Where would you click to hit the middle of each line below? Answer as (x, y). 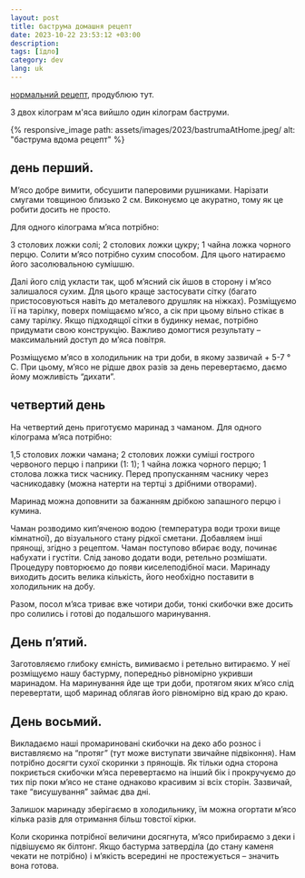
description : (35, 43)
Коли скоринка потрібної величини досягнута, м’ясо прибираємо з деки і (153, 837)
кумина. (26, 510)
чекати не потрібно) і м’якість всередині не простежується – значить (145, 856)
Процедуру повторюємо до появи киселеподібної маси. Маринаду (140, 567)
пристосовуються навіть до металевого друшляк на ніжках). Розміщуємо (153, 300)
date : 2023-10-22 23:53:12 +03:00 (76, 35)
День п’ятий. (49, 642)
